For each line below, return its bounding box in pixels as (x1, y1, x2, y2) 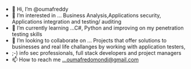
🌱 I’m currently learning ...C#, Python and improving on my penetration (11, 24, 184, 31)
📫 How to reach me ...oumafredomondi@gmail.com (11, 56, 139, 63)
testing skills (11, 31, 43, 38)
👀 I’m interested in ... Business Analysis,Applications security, (11, 12, 161, 19)
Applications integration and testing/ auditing (11, 18, 122, 25)
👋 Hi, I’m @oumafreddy (11, 6, 69, 12)
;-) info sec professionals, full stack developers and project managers (11, 50, 182, 56)
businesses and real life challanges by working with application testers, (11, 43, 186, 50)
